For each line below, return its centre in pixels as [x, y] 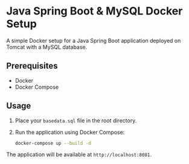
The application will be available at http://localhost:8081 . [79, 154]
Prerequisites [32, 66]
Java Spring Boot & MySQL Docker [94, 11]
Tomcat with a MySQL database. [47, 47]
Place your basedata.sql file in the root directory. [76, 120]
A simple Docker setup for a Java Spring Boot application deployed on [94, 40]
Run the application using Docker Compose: [70, 132]
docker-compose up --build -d [53, 143]
